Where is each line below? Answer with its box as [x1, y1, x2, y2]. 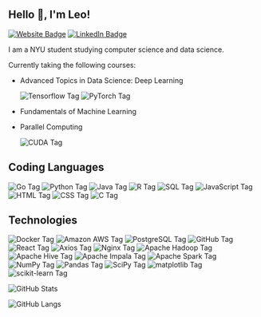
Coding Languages [8, 160, 105, 174]
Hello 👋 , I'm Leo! [8, 8, 91, 22]
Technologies [8, 213, 78, 228]
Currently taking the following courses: [8, 60, 136, 69]
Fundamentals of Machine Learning [19, 106, 137, 116]
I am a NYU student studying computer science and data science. [8, 45, 225, 54]
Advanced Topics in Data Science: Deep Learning [19, 75, 184, 85]
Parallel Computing [19, 121, 83, 132]
